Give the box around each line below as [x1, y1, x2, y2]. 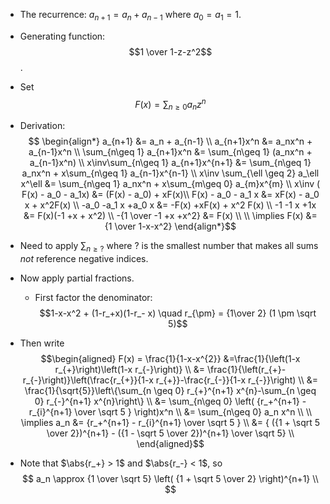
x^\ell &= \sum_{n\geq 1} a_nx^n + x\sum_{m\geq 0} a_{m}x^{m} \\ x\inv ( [20, 178, 321, 190]
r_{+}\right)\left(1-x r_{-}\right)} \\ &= [54, 364, 206, 376]
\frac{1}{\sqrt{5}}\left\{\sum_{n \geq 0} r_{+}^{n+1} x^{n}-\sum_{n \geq [24, 385, 317, 397]
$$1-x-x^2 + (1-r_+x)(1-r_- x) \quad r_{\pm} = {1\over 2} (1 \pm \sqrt [39, 307, 317, 319]
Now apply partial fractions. [19, 272, 135, 284]
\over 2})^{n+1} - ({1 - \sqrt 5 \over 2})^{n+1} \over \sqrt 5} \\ [46, 427, 295, 439]
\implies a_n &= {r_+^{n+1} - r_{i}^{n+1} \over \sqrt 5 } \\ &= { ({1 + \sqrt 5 [20, 417, 321, 429]
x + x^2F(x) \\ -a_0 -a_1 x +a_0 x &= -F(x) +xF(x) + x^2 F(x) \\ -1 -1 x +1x [24, 199, 317, 211]
